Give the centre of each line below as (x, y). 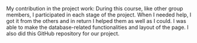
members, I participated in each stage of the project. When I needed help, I (99, 15)
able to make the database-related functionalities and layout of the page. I (97, 27)
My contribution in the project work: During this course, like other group (95, 9)
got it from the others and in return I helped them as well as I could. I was (96, 21)
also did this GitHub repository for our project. (63, 34)
